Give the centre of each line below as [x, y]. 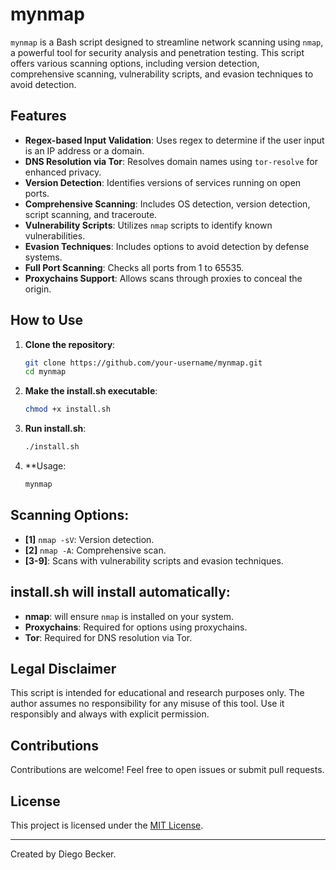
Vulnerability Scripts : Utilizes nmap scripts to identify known [148, 225]
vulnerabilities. [55, 235]
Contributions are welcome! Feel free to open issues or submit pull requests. [167, 770]
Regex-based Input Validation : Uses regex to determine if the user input [174, 140]
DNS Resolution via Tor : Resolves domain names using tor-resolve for [171, 161]
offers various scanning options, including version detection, [135, 63]
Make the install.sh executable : [91, 391]
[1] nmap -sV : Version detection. [89, 539]
